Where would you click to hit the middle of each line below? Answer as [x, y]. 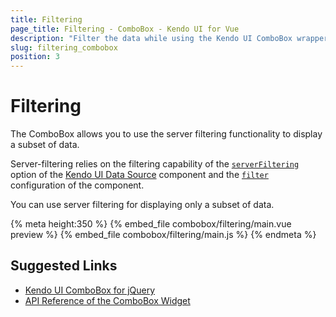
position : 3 [35, 57]
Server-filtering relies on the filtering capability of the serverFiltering [155, 164]
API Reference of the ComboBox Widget [107, 300]
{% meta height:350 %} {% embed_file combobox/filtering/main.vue [151, 224]
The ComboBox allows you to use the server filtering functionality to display [166, 134]
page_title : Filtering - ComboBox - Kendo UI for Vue [125, 29]
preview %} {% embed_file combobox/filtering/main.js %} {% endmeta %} [163, 235]
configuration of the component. [77, 185]
